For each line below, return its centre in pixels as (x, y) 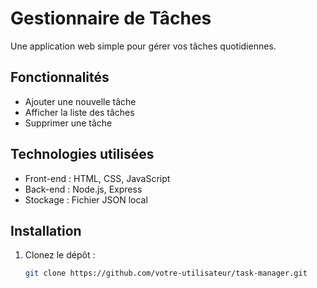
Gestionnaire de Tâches (111, 18)
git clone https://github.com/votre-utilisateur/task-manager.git (166, 273)
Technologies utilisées (82, 154)
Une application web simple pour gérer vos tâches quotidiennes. (143, 46)
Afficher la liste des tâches (79, 112)
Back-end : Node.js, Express (83, 189)
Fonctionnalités (60, 77)
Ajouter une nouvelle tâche (80, 101)
